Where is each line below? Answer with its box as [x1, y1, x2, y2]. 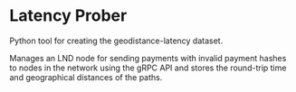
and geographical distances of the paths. [9, 71, 163, 82]
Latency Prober [9, 5, 128, 26]
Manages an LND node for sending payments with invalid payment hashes [9, 52, 287, 63]
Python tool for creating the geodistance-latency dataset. [9, 35, 224, 46]
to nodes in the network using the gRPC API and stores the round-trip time [9, 62, 287, 73]
